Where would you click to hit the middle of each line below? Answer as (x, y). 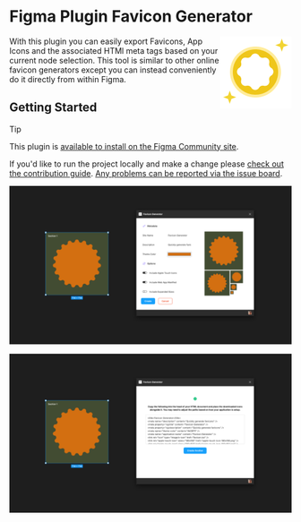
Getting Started (53, 108)
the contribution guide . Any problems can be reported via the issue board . (146, 173)
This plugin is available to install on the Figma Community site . (124, 146)
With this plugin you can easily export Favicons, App (106, 41)
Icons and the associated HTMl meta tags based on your (114, 50)
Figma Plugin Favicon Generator (131, 17)
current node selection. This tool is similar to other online (114, 60)
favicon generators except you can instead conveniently (113, 70)
